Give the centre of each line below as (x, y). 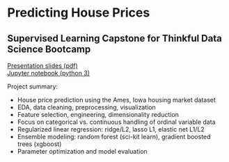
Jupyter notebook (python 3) (49, 73)
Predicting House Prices (79, 13)
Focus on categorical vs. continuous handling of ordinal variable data (116, 122)
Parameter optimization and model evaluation (82, 151)
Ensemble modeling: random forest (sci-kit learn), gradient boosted (114, 137)
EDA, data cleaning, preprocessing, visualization (87, 107)
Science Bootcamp (49, 49)
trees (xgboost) (39, 144)
